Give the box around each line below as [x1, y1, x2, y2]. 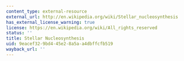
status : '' [6, 30, 33, 36]
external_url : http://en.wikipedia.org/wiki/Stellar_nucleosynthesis [6, 14, 179, 20]
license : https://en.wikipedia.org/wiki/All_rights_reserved [6, 24, 158, 31]
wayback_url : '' [6, 46, 45, 52]
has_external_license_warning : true [6, 19, 95, 25]
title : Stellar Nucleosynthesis [6, 35, 84, 41]
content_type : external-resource [6, 8, 87, 15]
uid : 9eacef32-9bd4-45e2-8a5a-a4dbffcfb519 [6, 41, 114, 47]
